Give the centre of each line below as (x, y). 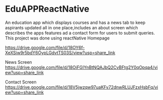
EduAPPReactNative (47, 9)
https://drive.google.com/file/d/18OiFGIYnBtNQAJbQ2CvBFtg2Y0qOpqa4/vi (81, 67)
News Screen (19, 62)
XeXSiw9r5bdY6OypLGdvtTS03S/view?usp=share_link (60, 53)
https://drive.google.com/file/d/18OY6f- (45, 47)
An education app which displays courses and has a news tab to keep (75, 22)
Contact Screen (21, 82)
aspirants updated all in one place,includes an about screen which (71, 27)
